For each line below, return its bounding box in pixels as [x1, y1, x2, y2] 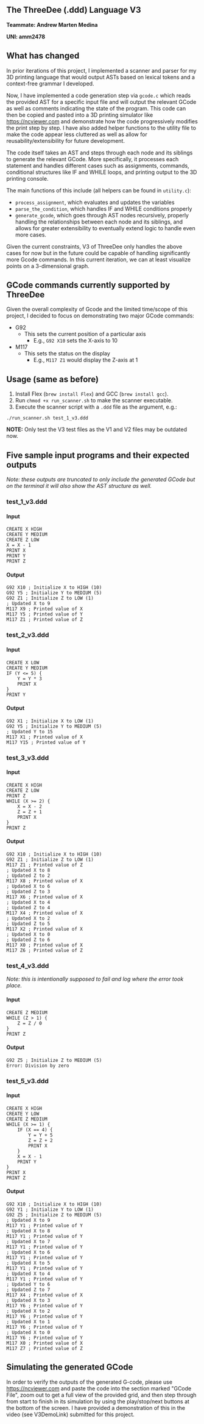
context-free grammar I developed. [6, 79, 94, 87]
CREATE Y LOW [6, 1111, 40, 1117]
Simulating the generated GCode [6, 1362, 133, 1373]
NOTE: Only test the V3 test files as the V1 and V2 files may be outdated [6, 426, 188, 433]
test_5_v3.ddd [6, 1077, 49, 1085]
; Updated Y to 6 [6, 1282, 51, 1288]
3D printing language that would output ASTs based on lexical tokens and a [6, 73, 195, 81]
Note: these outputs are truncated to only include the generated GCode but [6, 476, 195, 483]
